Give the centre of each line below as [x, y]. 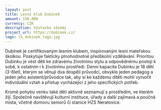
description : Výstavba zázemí [36, 28]
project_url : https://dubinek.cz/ [40, 32]
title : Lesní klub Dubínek [33, 14]
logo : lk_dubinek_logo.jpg [33, 37]
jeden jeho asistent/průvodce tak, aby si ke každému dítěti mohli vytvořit [78, 77]
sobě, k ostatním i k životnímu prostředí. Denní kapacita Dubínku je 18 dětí [80, 66]
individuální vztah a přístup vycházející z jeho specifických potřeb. [72, 82]
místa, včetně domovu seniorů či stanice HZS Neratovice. [63, 102]
